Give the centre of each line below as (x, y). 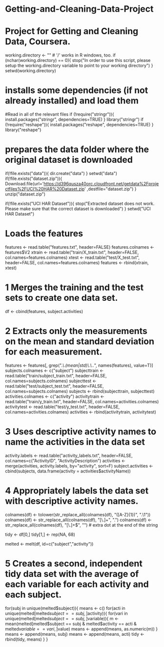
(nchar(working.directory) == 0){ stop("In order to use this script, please (78, 60)
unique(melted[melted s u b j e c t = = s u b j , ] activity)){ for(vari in (66, 613)
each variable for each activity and (77, 584)
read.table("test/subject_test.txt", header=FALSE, (54, 386)
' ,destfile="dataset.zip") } (111, 189)
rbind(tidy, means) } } (27, 639)
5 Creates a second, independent (74, 563)
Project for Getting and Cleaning (72, 31)
